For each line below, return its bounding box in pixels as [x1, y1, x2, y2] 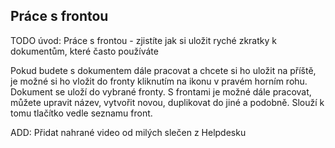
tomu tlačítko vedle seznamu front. [10, 107, 153, 119]
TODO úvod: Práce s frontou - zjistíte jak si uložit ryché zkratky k [10, 34, 277, 46]
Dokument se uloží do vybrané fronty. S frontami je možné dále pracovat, [10, 85, 312, 98]
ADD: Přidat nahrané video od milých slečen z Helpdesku [10, 126, 247, 138]
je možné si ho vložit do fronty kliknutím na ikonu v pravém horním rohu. [10, 75, 308, 87]
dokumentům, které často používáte [10, 45, 159, 57]
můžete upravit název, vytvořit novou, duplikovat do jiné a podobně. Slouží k [10, 96, 325, 108]
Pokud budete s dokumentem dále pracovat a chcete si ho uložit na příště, [10, 64, 317, 76]
